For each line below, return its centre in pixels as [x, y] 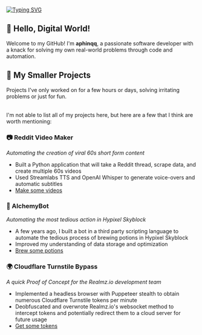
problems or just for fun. [37, 96]
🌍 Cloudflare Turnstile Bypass [52, 267]
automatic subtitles [39, 184]
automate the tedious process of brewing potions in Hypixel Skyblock [102, 237]
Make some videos [38, 190]
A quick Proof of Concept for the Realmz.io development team [84, 282]
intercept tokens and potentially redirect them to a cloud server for [98, 313]
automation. [21, 56]
